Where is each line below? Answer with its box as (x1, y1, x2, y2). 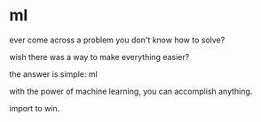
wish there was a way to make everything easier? (9, 51, 190, 62)
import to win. (9, 103, 60, 113)
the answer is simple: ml (9, 68, 98, 80)
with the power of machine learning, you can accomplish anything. (9, 86, 253, 96)
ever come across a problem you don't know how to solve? (9, 34, 225, 45)
